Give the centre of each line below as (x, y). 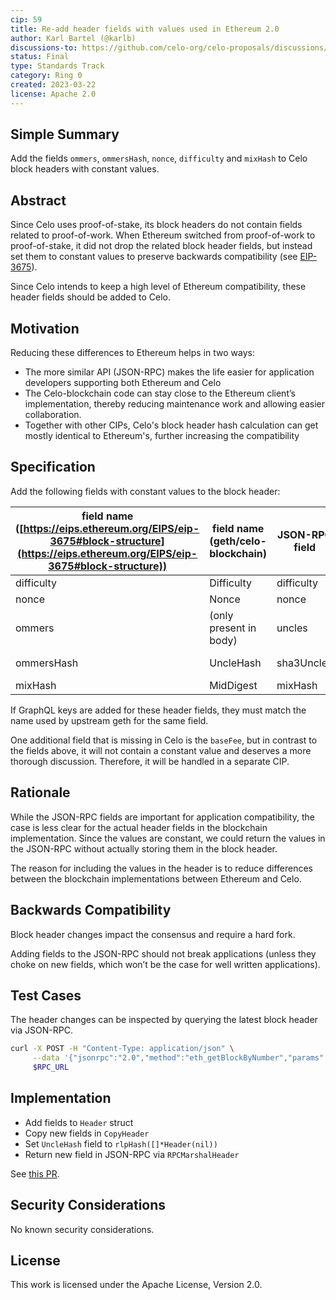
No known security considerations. (82, 1229)
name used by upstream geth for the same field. (109, 720)
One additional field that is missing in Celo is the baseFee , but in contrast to (164, 740)
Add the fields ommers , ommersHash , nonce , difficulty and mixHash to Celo (159, 158)
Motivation (45, 328)
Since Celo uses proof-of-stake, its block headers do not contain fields (156, 225)
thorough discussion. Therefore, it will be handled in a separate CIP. (150, 761)
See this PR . (35, 1173)
